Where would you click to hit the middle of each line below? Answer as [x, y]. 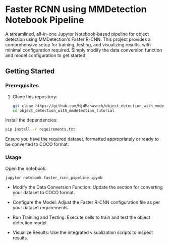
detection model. [30, 223]
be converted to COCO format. [37, 144]
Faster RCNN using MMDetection [76, 9]
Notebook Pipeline [45, 20]
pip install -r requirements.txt [40, 130]
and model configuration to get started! [46, 55]
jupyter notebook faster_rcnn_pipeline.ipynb [54, 177]
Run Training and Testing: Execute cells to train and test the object [81, 217]
